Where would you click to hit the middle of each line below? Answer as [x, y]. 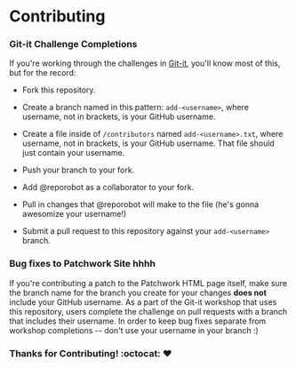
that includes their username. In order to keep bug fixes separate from [138, 321]
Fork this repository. [59, 90]
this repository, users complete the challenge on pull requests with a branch [148, 311]
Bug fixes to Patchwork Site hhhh [82, 264]
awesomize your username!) [74, 214]
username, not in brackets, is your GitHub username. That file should [148, 143]
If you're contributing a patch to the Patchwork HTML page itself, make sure [148, 283]
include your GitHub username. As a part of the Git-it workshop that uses [143, 302]
